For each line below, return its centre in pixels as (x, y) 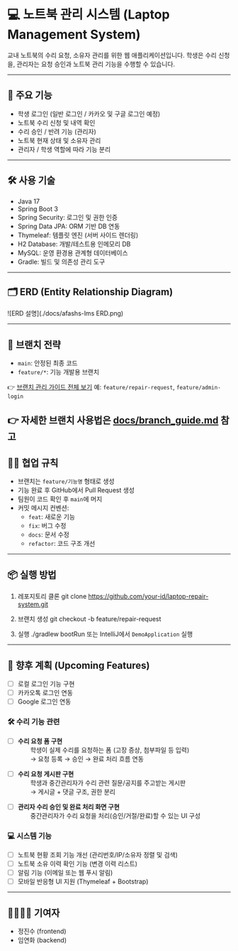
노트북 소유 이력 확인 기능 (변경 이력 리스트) (78, 864)
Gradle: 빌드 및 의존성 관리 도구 (61, 262)
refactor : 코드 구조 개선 (62, 544)
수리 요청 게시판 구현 (46, 774)
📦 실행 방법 (32, 575)
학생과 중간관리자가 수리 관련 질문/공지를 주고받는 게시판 (108, 783)
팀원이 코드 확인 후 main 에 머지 (60, 499)
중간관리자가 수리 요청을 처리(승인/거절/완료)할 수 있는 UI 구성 (115, 815)
